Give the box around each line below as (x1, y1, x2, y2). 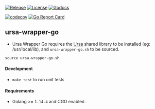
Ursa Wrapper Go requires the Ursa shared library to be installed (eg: (12, 41, 151, 47)
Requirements (5, 88, 34, 93)
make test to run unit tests (12, 77, 65, 83)
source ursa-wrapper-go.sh (5, 55, 60, 60)
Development (5, 66, 33, 72)
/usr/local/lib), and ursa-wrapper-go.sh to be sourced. (12, 46, 120, 52)
